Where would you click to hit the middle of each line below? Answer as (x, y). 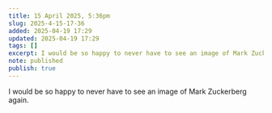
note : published (36, 61)
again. (19, 100)
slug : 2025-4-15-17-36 (47, 23)
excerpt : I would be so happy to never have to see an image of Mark (128, 53)
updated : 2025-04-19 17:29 (54, 38)
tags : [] (23, 46)
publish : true (32, 69)
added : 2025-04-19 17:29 (50, 31)
